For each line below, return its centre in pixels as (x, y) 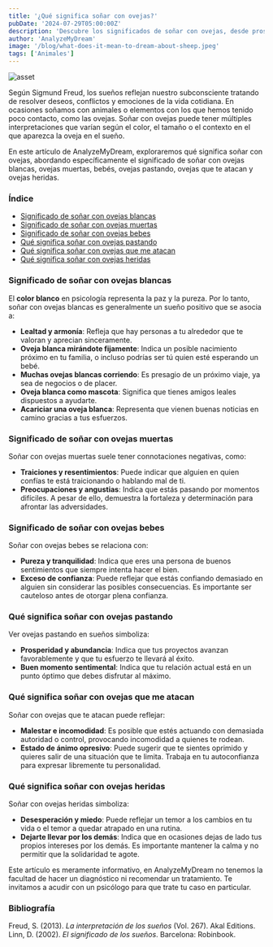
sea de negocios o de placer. (69, 383)
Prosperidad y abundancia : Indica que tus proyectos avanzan (124, 650)
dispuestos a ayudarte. (58, 400)
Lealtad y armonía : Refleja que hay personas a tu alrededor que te (132, 331)
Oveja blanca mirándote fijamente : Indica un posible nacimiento (128, 348)
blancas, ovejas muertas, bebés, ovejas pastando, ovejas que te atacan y (131, 169)
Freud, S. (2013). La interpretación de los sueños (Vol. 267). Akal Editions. (132, 926)
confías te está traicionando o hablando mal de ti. (103, 480)
